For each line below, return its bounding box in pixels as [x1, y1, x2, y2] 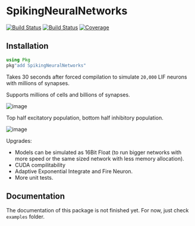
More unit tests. [14, 174, 54, 181]
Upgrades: [6, 137, 32, 144]
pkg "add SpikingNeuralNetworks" [6, 62, 86, 68]
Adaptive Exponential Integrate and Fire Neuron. [14, 168, 133, 175]
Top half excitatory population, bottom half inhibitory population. [6, 114, 163, 121]
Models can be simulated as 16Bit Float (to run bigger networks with [14, 149, 182, 156]
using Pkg [6, 56, 31, 63]
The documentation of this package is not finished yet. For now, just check [6, 207, 189, 214]
